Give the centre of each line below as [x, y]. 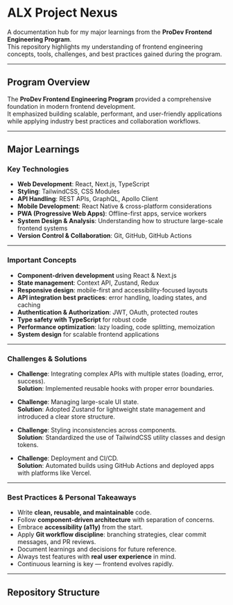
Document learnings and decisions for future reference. [97, 550]
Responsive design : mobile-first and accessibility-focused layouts [112, 290]
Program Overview [49, 82]
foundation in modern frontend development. [71, 106]
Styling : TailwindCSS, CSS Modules [68, 191]
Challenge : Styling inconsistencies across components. [97, 430]
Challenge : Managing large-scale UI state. [78, 402]
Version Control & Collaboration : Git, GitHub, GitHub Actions [104, 236]
